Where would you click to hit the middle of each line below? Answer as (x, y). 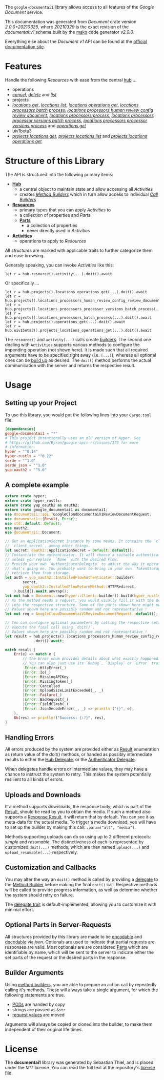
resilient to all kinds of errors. (34, 779)
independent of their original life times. (44, 1029)
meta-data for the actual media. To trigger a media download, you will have (81, 822)
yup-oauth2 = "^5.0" (26, 470)
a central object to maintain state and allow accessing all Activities (86, 189)
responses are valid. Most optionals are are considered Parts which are (77, 947)
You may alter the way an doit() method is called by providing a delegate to (82, 879)
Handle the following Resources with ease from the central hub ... (71, 80)
